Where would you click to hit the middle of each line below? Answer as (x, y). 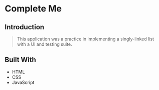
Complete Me (33, 9)
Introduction (25, 27)
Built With (20, 60)
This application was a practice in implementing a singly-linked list (85, 39)
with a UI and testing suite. (44, 44)
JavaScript (23, 82)
